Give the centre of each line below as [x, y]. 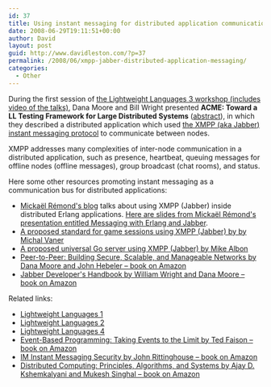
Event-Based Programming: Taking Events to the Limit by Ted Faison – [136, 339]
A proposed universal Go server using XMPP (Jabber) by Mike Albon [134, 248]
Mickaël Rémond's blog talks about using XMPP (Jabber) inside [125, 206]
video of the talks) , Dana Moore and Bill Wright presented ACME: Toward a [133, 107]
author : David [32, 38]
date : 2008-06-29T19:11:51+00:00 [65, 31]
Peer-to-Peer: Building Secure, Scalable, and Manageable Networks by [138, 257]
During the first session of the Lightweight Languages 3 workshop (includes [134, 98]
